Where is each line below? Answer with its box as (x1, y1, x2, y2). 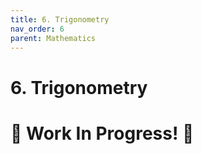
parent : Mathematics (10, 33, 97, 43)
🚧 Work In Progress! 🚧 (10, 122, 195, 145)
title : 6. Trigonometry (10, 14, 110, 25)
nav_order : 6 (10, 24, 65, 34)
